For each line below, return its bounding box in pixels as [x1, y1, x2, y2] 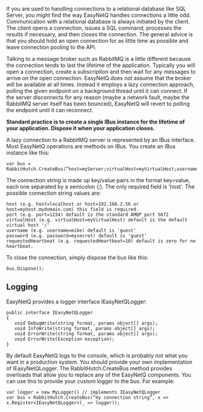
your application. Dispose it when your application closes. [6, 125, 155, 132]
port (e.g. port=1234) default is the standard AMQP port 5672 [6, 212, 169, 218]
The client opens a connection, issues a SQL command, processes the [6, 24, 182, 31]
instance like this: [6, 149, 50, 156]
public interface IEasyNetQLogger [6, 309, 94, 315]
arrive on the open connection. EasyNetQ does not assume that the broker [6, 75, 192, 81]
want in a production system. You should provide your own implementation [6, 358, 193, 366]
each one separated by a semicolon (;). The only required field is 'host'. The [6, 183, 195, 190]
